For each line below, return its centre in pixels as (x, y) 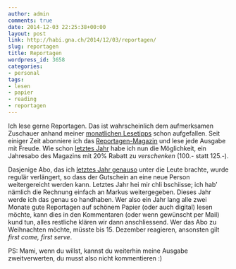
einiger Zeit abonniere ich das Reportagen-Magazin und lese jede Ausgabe (117, 141)
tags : (16, 79)
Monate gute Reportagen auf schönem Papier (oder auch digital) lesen (111, 207)
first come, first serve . (40, 237)
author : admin (29, 14)
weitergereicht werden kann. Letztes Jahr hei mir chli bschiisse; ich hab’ (113, 184)
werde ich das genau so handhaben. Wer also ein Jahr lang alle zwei (107, 199)
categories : (25, 66)
